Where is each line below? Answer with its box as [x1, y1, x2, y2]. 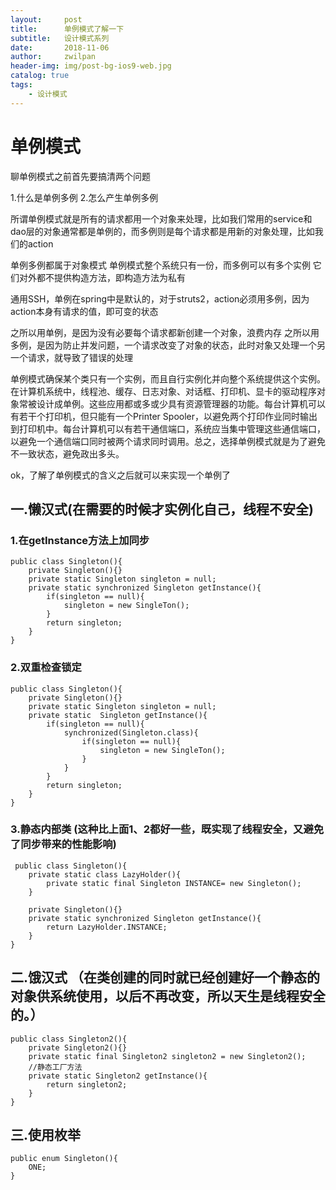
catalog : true [10, 71, 70, 81]
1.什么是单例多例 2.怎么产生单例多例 [10, 191, 159, 203]
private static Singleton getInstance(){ [28, 710, 208, 720]
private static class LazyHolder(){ [28, 869, 182, 880]
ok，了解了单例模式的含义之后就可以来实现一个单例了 [10, 469, 232, 481]
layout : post [10, 14, 83, 25]
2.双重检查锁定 [10, 661, 82, 675]
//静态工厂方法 [28, 1062, 83, 1072]
